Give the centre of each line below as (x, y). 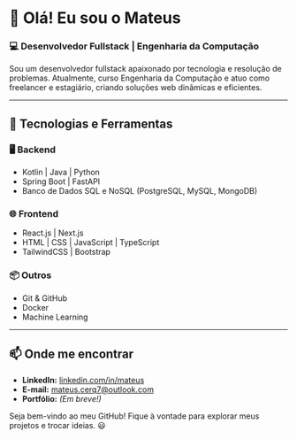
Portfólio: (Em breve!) (61, 398)
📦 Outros (30, 275)
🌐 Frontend (34, 214)
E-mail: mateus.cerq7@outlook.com (88, 389)
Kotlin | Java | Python (61, 173)
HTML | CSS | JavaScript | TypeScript (91, 243)
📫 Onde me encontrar (72, 354)
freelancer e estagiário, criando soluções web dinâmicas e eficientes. (136, 88)
